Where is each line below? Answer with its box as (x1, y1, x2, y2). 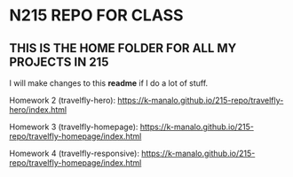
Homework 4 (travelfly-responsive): (9, 148, 140, 158)
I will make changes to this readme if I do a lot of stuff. (9, 78, 209, 88)
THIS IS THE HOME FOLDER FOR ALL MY (9, 41, 237, 56)
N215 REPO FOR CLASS (9, 5, 184, 26)
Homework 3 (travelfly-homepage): (9, 121, 139, 132)
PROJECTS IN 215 (9, 54, 109, 69)
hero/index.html (9, 104, 67, 115)
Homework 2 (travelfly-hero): (9, 95, 116, 105)
